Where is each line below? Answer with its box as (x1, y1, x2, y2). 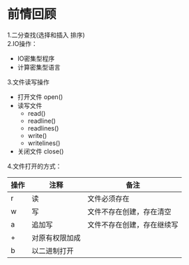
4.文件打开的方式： (7, 162, 62, 170)
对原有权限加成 (31, 233, 82, 243)
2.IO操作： (7, 39, 38, 47)
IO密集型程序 (17, 54, 55, 63)
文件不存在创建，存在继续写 (87, 220, 179, 229)
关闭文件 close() (17, 147, 64, 156)
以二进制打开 (31, 245, 75, 255)
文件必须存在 (87, 193, 130, 203)
